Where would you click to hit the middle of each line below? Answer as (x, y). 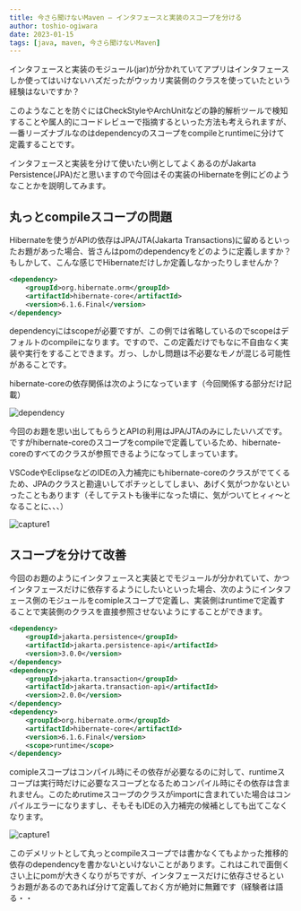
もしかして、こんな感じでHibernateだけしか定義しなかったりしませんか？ (145, 263)
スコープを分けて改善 (68, 555)
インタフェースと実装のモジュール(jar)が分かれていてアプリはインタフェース (149, 69)
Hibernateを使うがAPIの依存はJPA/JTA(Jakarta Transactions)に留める (138, 240)
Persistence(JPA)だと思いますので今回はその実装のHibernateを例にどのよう (150, 175)
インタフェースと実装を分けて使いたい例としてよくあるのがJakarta (133, 163)
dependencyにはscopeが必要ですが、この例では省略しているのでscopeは (145, 331)
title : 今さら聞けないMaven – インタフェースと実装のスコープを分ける (126, 17)
